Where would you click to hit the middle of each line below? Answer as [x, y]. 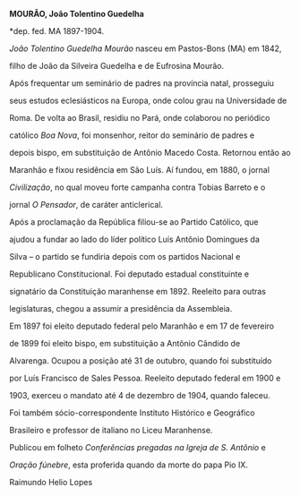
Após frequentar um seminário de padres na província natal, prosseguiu [142, 83]
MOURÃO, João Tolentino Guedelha [77, 14]
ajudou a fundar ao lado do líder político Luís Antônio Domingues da [134, 239]
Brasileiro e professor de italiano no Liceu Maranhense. [111, 430]
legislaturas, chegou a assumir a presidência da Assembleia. [121, 308]
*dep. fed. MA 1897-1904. [57, 31]
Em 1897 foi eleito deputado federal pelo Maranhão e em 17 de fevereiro [142, 326]
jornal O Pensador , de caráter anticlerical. [86, 205]
